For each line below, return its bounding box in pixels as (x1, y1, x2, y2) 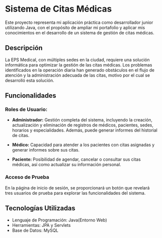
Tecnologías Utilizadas (5, 204, 76, 212)
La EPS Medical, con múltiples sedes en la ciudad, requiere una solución (5, 57, 150, 63)
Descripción (5, 44, 43, 52)
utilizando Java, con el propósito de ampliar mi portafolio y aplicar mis (5, 24, 146, 30)
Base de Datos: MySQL (12, 227, 59, 233)
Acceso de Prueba (5, 174, 49, 181)
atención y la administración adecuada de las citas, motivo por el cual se (5, 72, 150, 78)
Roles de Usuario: (5, 106, 48, 113)
